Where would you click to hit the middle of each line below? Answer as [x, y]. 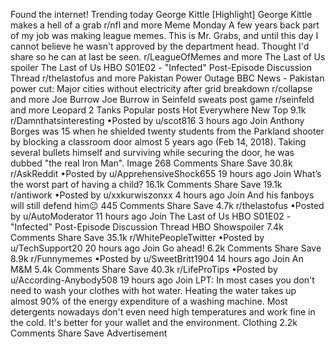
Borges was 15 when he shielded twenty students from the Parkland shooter [167, 131]
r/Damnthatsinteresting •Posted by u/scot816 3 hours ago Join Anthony [157, 120]
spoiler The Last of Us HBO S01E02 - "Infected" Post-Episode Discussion [161, 67]
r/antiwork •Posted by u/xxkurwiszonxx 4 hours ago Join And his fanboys [162, 195]
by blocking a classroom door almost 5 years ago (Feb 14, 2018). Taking [158, 142]
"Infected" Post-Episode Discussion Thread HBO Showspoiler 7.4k [147, 227]
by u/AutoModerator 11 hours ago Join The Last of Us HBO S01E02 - [151, 216]
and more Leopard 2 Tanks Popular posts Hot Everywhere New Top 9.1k [158, 110]
